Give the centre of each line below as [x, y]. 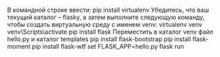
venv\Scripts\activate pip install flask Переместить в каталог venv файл [110, 32]
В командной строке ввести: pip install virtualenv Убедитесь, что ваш [108, 10]
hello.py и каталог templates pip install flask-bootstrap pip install [99, 39]
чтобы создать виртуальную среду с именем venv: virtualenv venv [105, 24]
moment [19, 46]
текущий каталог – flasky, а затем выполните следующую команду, [106, 17]
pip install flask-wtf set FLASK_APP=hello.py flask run [108, 46]
